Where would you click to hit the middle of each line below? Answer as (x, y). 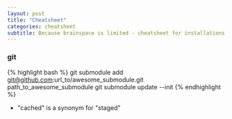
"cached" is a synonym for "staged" (69, 107)
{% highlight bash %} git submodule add (65, 72)
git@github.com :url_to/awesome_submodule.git (75, 80)
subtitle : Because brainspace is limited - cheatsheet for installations (116, 33)
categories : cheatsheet (42, 26)
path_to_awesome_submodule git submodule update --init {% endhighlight (114, 86)
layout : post (26, 13)
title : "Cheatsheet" (37, 20)
